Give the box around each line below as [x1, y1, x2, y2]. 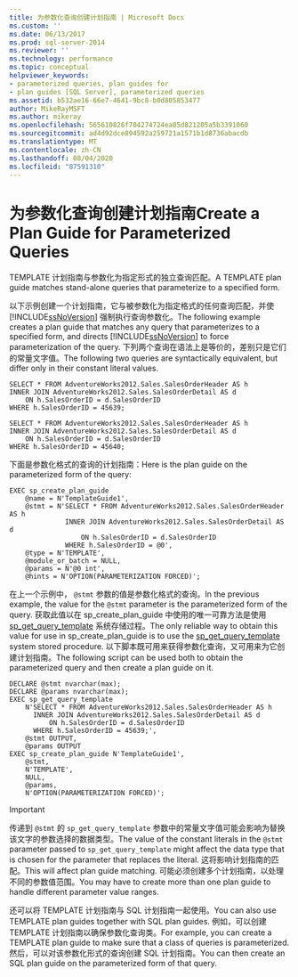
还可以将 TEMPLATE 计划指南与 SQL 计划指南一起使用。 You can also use [9, 905, 278, 916]
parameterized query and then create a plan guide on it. [9, 663, 214, 673]
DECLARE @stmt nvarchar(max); [9, 680, 122, 688]
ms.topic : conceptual [9, 63, 90, 72]
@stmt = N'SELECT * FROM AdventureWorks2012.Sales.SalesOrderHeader [25, 502, 285, 511]
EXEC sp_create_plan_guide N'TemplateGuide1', [9, 750, 185, 759]
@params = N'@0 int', [25, 565, 105, 574]
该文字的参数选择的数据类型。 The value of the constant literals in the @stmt [9, 834, 284, 844]
